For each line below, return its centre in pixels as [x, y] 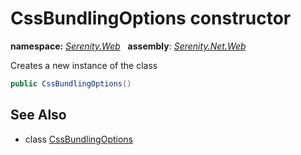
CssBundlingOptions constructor [151, 18]
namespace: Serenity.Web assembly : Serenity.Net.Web [128, 46]
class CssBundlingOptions [78, 139]
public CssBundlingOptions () [71, 83]
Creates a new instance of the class [84, 65]
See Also [38, 115]
